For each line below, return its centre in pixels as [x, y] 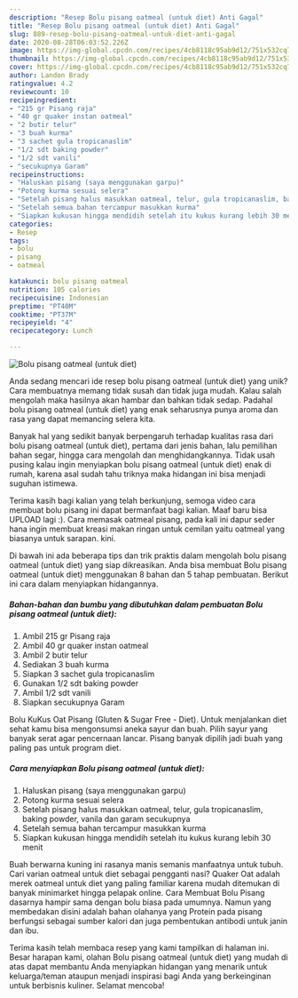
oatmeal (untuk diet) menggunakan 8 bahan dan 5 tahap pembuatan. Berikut [149, 575]
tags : [19, 241]
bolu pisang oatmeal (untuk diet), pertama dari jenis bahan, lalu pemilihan [143, 446]
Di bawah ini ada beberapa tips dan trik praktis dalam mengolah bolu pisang [148, 555]
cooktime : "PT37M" [43, 315]
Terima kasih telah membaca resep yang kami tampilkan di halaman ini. [139, 947]
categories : [31, 224]
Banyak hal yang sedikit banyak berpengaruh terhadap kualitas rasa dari [141, 436]
